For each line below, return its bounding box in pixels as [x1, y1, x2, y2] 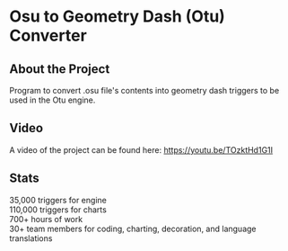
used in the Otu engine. [9, 94, 96, 105]
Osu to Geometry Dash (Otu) [9, 6, 226, 27]
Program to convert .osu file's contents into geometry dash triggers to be [9, 85, 280, 95]
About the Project [9, 61, 110, 76]
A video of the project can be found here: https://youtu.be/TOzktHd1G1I [9, 144, 274, 155]
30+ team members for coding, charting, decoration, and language [9, 223, 257, 234]
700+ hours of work [9, 213, 83, 224]
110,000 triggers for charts [9, 204, 108, 215]
